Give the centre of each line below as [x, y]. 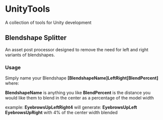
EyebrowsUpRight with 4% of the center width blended [61, 113]
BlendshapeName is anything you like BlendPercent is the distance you [78, 93]
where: [12, 83]
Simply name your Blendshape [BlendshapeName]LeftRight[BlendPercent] [82, 78]
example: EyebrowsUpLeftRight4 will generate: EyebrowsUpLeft [71, 107]
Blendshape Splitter [36, 38]
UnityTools [28, 9]
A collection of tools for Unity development [48, 22]
